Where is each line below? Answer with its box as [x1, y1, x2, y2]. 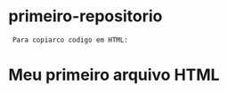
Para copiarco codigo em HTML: [12, 35, 128, 44]
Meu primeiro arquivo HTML [8, 65, 220, 85]
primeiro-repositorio [8, 6, 163, 27]
